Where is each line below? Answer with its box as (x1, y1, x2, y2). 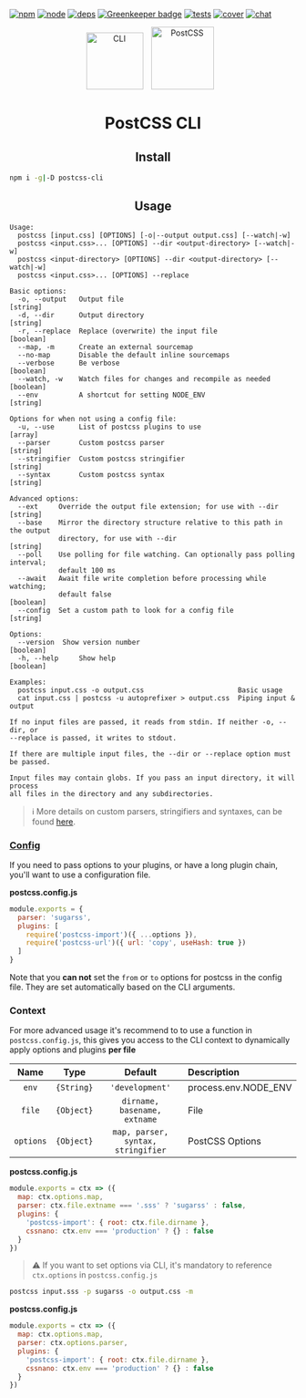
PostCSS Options (188, 1135, 261, 1148)
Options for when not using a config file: (9, 414, 178, 423)
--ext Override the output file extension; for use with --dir (17, 502, 280, 511)
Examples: (9, 678, 47, 687)
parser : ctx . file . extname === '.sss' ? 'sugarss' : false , (17, 1201, 247, 1210)
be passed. (9, 757, 51, 766)
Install (135, 149, 171, 164)
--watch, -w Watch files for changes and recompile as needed (17, 374, 271, 383)
